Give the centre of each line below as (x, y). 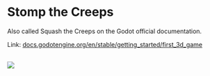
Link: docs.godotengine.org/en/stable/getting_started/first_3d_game (105, 44)
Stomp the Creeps (60, 12)
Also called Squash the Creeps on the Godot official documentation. (105, 31)
